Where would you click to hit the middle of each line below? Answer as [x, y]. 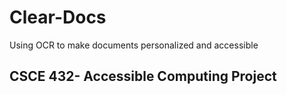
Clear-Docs [58, 17]
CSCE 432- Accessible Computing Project [143, 76]
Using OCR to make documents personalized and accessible [134, 45]
